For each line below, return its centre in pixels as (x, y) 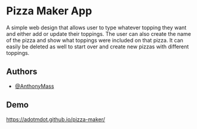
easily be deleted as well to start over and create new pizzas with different (98, 47)
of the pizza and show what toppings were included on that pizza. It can (95, 40)
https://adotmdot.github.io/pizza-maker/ (56, 119)
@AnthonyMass (34, 86)
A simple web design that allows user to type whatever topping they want (96, 27)
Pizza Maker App (49, 11)
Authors (22, 72)
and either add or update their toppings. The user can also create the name (98, 33)
